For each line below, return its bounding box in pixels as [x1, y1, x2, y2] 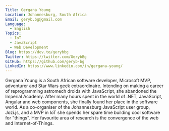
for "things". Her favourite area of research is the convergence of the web [5, 115, 159, 121]
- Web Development [10, 45, 49, 50]
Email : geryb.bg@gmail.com [5, 17, 62, 22]
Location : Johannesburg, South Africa [5, 12, 87, 17]
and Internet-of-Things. [5, 120, 54, 126]
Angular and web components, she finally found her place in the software [5, 99, 158, 105]
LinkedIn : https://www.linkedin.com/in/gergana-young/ [5, 63, 123, 69]
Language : [5, 21, 26, 27]
